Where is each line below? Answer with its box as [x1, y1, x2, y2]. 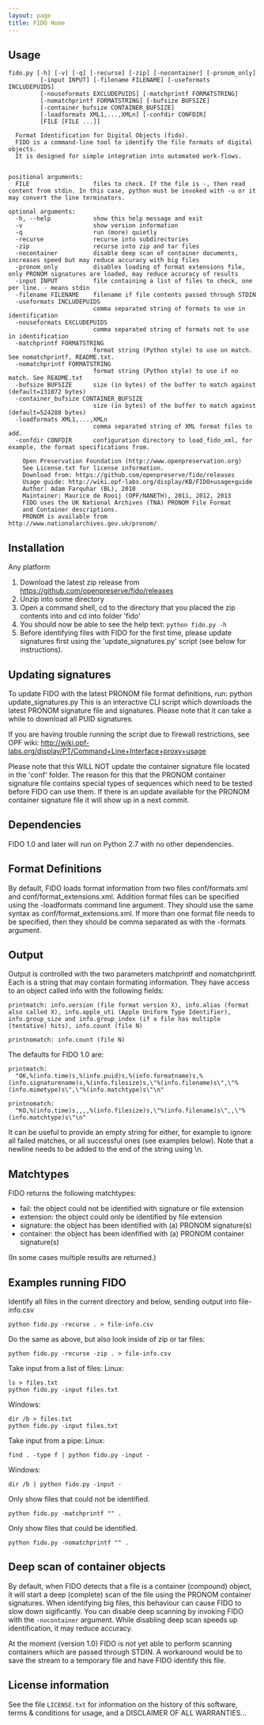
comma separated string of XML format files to [92, 423, 253, 431]
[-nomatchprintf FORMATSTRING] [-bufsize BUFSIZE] [40, 97, 211, 105]
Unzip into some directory [19, 595, 105, 604]
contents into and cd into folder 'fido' [19, 611, 141, 621]
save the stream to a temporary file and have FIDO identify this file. [8, 1655, 227, 1665]
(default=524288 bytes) [8, 409, 87, 417]
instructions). [19, 645, 63, 654]
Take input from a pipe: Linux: [8, 1436, 105, 1445]
